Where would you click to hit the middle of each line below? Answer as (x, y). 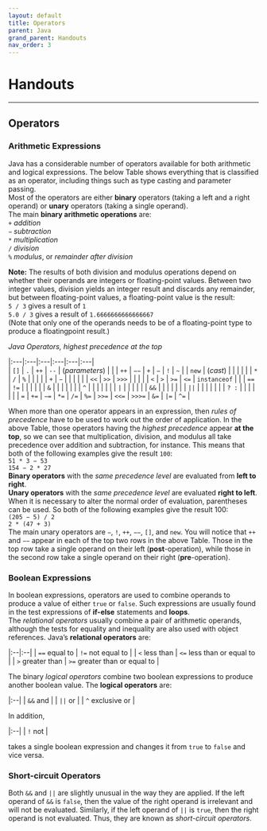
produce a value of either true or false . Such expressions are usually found (132, 604)
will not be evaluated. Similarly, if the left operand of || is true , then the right (133, 810)
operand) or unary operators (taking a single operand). (98, 206)
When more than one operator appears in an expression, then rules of (122, 411)
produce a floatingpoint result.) (59, 331)
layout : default (35, 16)
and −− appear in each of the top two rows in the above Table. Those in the (130, 540)
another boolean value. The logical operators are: (90, 685)
